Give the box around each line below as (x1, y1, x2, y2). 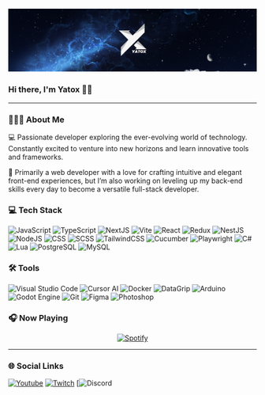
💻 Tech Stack (8, 204, 63, 215)
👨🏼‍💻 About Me (8, 114, 65, 125)
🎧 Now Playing (8, 312, 69, 323)
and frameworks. (8, 152, 64, 162)
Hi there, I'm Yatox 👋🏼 (8, 84, 93, 95)
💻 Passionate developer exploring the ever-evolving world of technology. (8, 132, 248, 142)
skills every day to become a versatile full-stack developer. (8, 184, 200, 194)
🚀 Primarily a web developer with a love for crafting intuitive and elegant (8, 168, 242, 177)
